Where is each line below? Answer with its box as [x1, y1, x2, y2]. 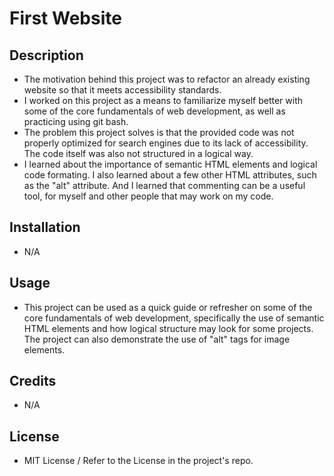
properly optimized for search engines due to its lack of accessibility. [23, 137, 309, 149]
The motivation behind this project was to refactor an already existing [23, 73, 311, 85]
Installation [9, 219, 81, 236]
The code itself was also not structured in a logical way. [23, 148, 254, 159]
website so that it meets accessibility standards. [23, 84, 222, 96]
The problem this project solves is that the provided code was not [23, 127, 295, 138]
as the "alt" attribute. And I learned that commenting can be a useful [23, 180, 306, 191]
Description [9, 47, 84, 64]
